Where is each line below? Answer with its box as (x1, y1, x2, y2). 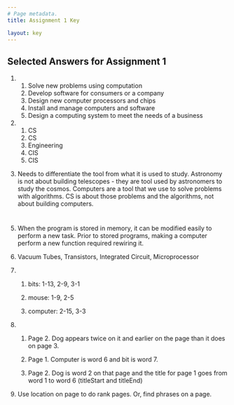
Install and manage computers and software (27, 104, 156, 112)
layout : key (7, 29, 42, 36)
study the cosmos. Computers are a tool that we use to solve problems (17, 185, 222, 193)
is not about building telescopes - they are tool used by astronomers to (17, 177, 223, 186)
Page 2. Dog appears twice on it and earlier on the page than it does (27, 334, 226, 343)
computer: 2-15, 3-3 (27, 307, 86, 316)
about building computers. (17, 199, 94, 208)
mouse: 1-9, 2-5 (27, 293, 74, 302)
